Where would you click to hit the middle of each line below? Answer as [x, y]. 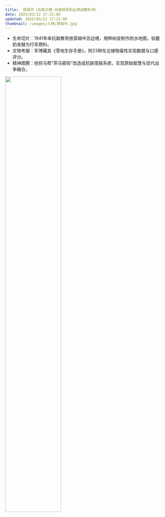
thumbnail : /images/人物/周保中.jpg [41, 24]
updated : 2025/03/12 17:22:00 [36, 19]
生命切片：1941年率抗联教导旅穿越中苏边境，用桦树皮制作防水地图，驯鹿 [86, 38]
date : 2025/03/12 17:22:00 [33, 14]
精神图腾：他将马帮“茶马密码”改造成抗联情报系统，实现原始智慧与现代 [83, 63]
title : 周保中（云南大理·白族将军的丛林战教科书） [52, 10]
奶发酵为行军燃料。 [32, 45]
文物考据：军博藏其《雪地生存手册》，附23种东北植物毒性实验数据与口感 [85, 51]
